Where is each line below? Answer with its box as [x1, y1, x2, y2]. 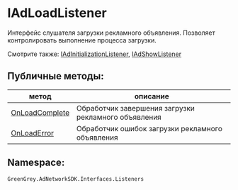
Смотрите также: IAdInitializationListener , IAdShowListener [7, 50, 182, 58]
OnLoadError [11, 128, 55, 138]
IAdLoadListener [7, 5, 108, 21]
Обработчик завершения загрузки [76, 103, 195, 113]
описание [134, 91, 169, 101]
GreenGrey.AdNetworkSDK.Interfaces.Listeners [7, 175, 144, 182]
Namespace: [7, 157, 65, 169]
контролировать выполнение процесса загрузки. [7, 35, 157, 44]
